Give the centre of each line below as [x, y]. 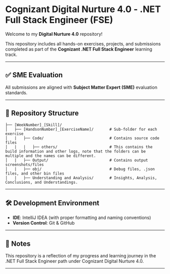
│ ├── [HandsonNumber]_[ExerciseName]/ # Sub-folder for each [81, 129]
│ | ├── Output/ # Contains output [77, 160]
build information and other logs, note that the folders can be [75, 151]
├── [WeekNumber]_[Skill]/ [34, 125]
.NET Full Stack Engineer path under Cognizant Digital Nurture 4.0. [75, 261]
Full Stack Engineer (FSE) [59, 20]
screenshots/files [25, 165]
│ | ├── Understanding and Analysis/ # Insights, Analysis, [81, 178]
